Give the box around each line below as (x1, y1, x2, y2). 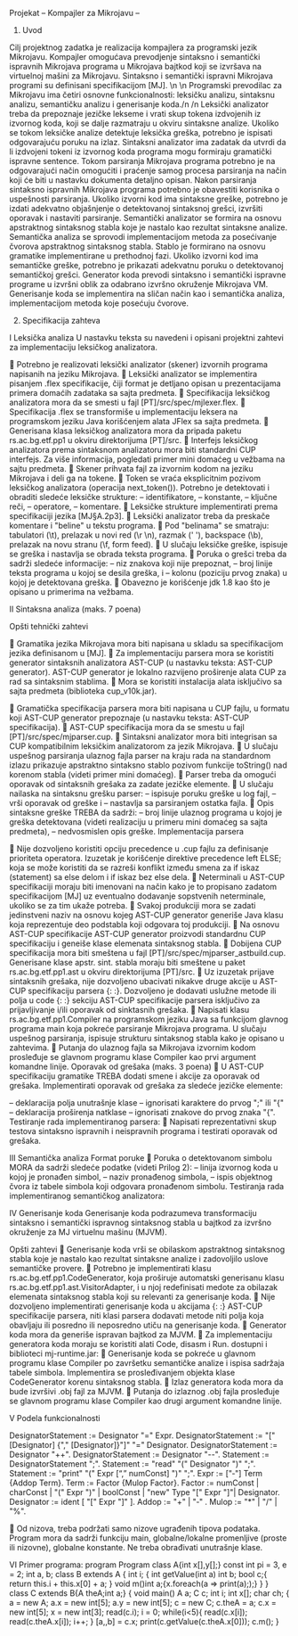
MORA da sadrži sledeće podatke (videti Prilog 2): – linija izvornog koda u (9, 1163, 278, 1172)
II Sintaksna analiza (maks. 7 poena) (9, 604, 141, 614)
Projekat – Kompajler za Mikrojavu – (9, 8, 140, 18)
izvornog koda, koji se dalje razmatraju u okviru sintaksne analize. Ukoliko (9, 118, 279, 128)
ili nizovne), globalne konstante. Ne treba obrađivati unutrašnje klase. (9, 1542, 263, 1552)
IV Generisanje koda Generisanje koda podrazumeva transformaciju (9, 1208, 257, 1218)
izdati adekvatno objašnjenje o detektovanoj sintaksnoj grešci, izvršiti (9, 203, 263, 213)
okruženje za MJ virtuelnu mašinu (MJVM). (9, 1227, 167, 1237)
